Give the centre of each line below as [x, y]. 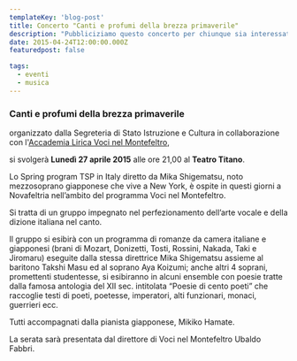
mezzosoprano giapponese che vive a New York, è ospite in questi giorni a [145, 186]
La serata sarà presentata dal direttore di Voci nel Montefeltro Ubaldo [135, 339]
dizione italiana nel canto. [56, 222]
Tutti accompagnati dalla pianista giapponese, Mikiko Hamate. [122, 322]
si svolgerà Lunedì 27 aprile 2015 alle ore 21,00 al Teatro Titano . [127, 159]
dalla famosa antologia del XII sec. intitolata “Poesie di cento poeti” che [139, 286]
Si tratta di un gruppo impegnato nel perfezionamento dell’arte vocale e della [148, 212]
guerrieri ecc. [34, 305]
